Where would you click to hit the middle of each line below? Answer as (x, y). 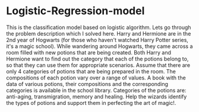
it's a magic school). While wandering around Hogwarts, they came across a (99, 46)
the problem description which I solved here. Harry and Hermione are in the (99, 33)
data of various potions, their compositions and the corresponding (87, 84)
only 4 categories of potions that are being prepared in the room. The (91, 71)
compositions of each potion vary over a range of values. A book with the (96, 78)
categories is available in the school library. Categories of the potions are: (96, 90)
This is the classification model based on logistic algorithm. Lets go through (99, 27)
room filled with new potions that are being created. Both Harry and (89, 52)
